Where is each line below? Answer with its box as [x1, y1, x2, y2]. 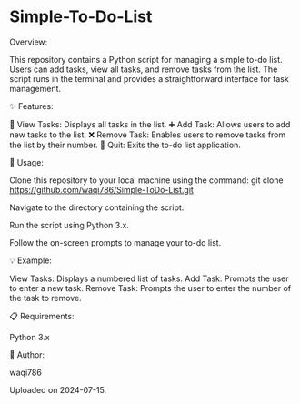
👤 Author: [9, 348, 45, 360]
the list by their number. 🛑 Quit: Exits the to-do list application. [9, 139, 241, 150]
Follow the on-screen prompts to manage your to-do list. [9, 237, 222, 247]
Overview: [9, 36, 48, 47]
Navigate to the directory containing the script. [9, 202, 185, 213]
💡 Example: [9, 255, 53, 266]
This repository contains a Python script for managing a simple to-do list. [9, 54, 284, 65]
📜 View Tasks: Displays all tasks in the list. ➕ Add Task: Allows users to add [9, 118, 291, 129]
